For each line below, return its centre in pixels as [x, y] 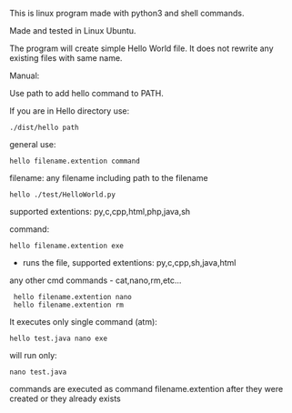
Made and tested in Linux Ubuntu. [73, 30]
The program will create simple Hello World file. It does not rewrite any [142, 48]
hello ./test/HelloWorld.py [63, 195]
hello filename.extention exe [67, 246]
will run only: [33, 355]
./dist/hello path [44, 127]
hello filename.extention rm [69, 305]
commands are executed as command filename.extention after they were [146, 389]
